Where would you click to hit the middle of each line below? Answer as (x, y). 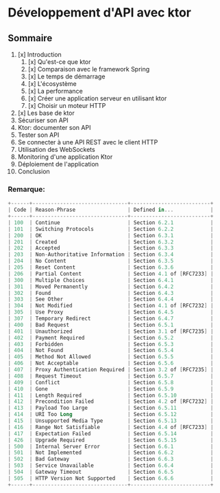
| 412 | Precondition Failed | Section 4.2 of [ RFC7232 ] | (111, 402)
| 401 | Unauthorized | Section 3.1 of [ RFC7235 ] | (111, 331)
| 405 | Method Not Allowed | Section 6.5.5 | (111, 357)
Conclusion (34, 171)
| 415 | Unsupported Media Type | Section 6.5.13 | (111, 421)
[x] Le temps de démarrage (66, 76)
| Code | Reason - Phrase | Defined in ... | (111, 210)
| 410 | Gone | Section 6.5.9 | (111, 389)
